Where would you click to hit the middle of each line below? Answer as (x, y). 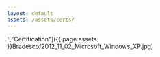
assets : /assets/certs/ (41, 20)
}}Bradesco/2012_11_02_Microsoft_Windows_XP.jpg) (80, 46)
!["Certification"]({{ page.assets (52, 39)
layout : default (30, 13)
